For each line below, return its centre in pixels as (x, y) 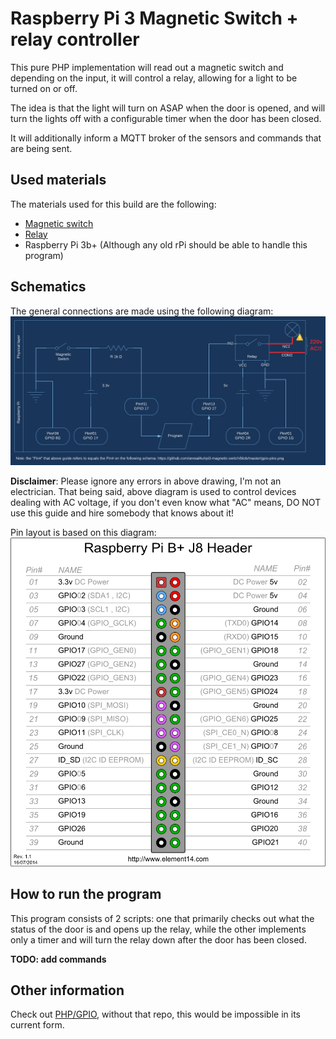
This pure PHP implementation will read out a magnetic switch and (147, 67)
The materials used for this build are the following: (113, 204)
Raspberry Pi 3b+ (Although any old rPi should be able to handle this (166, 244)
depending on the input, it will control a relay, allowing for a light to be (154, 78)
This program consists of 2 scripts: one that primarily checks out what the (162, 918)
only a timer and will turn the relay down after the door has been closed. (158, 939)
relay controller (75, 39)
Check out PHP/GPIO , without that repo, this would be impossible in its (156, 1014)
